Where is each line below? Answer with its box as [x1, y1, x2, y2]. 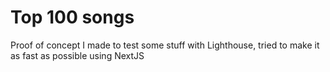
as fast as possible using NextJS [10, 49, 145, 61]
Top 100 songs [10, 6, 135, 29]
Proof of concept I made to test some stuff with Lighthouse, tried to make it [10, 39, 320, 51]
